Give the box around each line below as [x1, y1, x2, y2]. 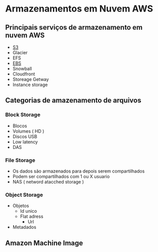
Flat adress [20, 213, 44, 219]
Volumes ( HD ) [12, 128, 44, 134]
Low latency [12, 139, 38, 145]
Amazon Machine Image [5, 238, 83, 247]
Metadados [12, 224, 36, 230]
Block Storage [5, 111, 40, 118]
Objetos [12, 203, 29, 209]
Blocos [12, 123, 27, 129]
